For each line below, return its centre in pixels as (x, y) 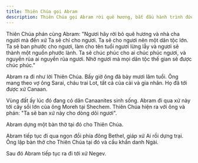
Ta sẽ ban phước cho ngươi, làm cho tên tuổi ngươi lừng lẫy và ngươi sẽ (93, 46)
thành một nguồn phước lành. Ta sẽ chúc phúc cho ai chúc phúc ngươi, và (96, 52)
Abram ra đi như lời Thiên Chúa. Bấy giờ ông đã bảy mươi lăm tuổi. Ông (92, 76)
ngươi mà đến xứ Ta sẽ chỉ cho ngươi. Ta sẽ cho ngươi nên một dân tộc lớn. (97, 40)
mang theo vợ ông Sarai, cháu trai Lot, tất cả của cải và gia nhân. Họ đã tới (97, 82)
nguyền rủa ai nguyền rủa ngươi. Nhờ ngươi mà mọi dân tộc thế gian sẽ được (99, 59)
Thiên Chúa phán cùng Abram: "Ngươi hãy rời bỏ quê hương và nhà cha (93, 34)
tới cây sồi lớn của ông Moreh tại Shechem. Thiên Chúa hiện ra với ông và (96, 107)
